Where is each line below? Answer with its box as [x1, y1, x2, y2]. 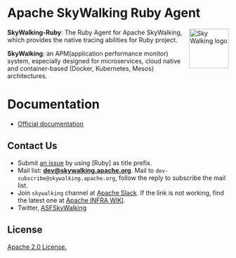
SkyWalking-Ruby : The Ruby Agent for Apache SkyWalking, [7, 28, 183, 37]
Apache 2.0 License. [7, 243, 67, 251]
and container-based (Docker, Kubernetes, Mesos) [7, 64, 155, 72]
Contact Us [7, 140, 58, 152]
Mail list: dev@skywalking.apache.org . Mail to [17, 166, 155, 174]
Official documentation [17, 120, 84, 128]
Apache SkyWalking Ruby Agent [7, 5, 201, 21]
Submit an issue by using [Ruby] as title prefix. [17, 158, 152, 167]
